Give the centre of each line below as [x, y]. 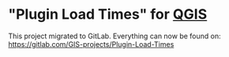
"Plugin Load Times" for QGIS [108, 14]
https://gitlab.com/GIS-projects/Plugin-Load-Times [91, 44]
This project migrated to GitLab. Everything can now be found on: [114, 36]
